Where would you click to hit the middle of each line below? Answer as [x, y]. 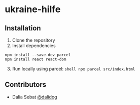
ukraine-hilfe [33, 9]
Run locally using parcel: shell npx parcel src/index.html [74, 69]
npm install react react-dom [36, 59]
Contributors [26, 85]
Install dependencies [34, 46]
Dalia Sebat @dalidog [34, 97]
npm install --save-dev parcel [38, 55]
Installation [23, 28]
